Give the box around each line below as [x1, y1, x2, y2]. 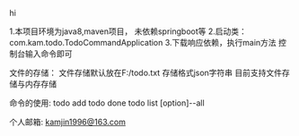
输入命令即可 [24, 48, 73, 59]
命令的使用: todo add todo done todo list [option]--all [9, 98, 205, 108]
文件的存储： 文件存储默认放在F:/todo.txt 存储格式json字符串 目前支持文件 [9, 67, 283, 78]
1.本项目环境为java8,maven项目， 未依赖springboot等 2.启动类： [9, 26, 247, 37]
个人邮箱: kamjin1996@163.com [9, 116, 126, 127]
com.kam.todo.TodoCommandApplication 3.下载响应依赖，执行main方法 [9, 38, 277, 47]
